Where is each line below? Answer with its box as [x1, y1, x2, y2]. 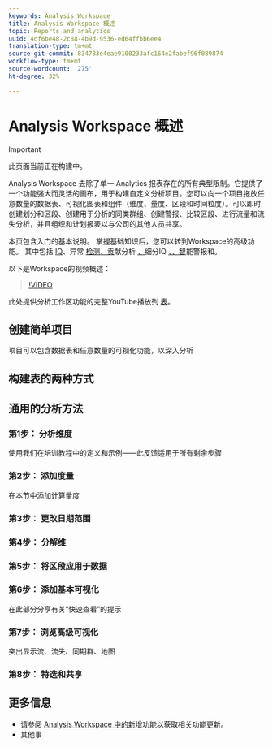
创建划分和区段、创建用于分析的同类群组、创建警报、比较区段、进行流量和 [8, 209, 258, 218]
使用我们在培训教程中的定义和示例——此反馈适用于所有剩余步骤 [8, 448, 222, 458]
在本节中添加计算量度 [8, 490, 80, 500]
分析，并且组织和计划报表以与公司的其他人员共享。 [15, 218, 187, 228]
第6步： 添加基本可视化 [8, 584, 100, 595]
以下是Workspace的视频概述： [8, 263, 111, 273]
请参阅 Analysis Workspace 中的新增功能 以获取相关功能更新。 [19, 719, 228, 729]
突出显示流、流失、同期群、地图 [8, 646, 115, 656]
